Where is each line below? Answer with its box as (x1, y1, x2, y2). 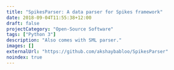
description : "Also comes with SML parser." (6, 37, 122, 43)
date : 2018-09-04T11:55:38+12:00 (6, 15, 92, 21)
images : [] (6, 43, 34, 49)
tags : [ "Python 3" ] (6, 32, 56, 38)
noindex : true (6, 54, 43, 60)
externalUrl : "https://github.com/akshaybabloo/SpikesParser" (6, 49, 168, 55)
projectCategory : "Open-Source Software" (6, 26, 114, 32)
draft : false (6, 20, 40, 26)
